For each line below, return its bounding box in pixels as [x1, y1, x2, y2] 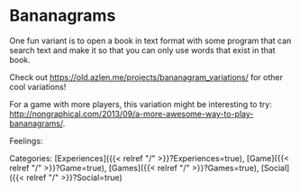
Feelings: [9, 135, 43, 146]
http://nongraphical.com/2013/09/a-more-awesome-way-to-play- [9, 108, 254, 119]
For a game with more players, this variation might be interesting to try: [9, 98, 272, 109]
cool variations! [9, 81, 67, 92]
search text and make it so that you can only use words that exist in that [9, 44, 277, 55]
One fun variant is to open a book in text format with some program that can [9, 35, 292, 46]
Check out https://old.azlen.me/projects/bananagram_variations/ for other [9, 71, 284, 82]
